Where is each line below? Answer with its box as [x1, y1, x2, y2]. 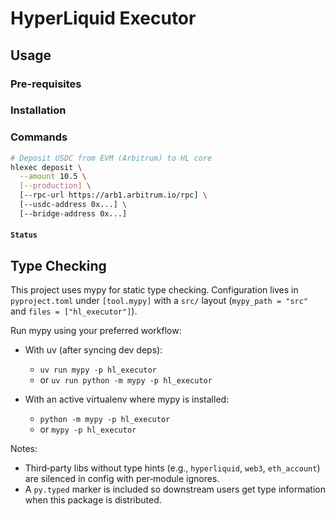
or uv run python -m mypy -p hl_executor [39, 374, 213, 386]
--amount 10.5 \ [19, 172, 87, 182]
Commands [10, 130, 68, 144]
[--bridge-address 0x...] [19, 208, 128, 219]
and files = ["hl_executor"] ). [10, 305, 138, 317]
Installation [10, 103, 67, 117]
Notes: [10, 443, 38, 455]
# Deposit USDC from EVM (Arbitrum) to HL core [10, 153, 213, 163]
